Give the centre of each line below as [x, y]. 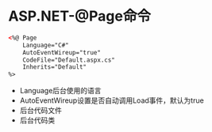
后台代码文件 [40, 111]
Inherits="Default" [55, 67]
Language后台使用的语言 [60, 91]
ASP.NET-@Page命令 [79, 16]
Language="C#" [46, 45]
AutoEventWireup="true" [62, 52]
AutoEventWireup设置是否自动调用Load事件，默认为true [112, 100]
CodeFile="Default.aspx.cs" [69, 60]
